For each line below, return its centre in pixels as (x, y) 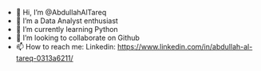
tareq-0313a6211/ (44, 58)
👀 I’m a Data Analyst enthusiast (67, 21)
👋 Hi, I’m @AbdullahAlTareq (61, 12)
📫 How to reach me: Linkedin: (65, 47)
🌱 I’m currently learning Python (67, 29)
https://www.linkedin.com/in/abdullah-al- (185, 47)
